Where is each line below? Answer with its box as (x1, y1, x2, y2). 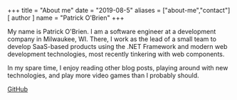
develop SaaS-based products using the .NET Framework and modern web (7, 43, 228, 50)
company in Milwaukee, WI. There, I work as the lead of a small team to (7, 35, 217, 43)
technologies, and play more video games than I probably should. (7, 71, 199, 79)
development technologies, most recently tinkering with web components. (7, 50, 225, 58)
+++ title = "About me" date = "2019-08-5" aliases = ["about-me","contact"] (7, 6, 231, 14)
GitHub (7, 85, 28, 93)
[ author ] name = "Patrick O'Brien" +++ (7, 13, 125, 22)
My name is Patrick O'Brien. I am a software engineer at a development (7, 28, 216, 35)
